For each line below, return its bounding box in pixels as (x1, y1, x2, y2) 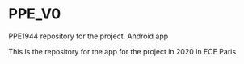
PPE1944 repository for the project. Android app (8, 31, 169, 41)
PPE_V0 (8, 5, 61, 23)
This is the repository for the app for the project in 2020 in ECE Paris (8, 46, 237, 56)
